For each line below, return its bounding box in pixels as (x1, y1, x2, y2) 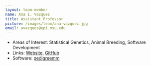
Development (12, 45, 40, 51)
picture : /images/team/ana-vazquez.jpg (5, 21, 88, 26)
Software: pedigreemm (12, 55, 60, 61)
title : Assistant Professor (5, 16, 64, 21)
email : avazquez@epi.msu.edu (5, 26, 66, 31)
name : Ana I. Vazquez (5, 12, 50, 17)
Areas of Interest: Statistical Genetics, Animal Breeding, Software (12, 39, 146, 45)
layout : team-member (5, 7, 48, 12)
